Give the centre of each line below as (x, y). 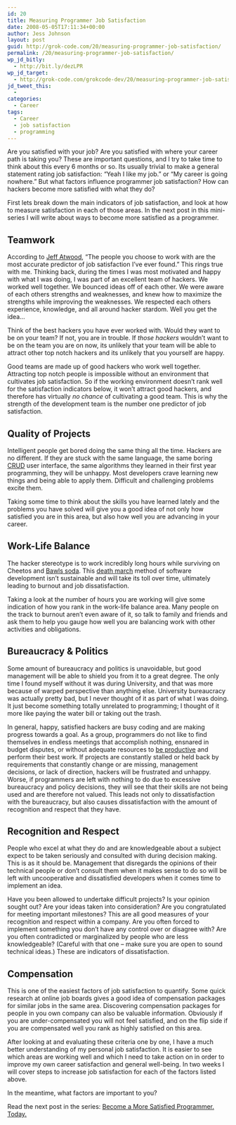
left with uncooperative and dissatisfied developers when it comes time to (114, 878)
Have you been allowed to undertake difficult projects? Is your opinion (109, 900)
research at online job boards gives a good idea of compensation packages (117, 998)
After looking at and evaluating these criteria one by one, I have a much (111, 1042)
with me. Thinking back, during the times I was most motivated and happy (114, 272)
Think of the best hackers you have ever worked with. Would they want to (114, 330)
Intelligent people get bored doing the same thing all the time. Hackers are (114, 450)
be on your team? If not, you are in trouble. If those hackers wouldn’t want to (118, 338)
